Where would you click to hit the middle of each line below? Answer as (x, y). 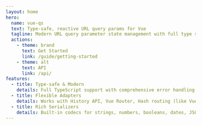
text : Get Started (45, 51)
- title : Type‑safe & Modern (48, 85)
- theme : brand (36, 46)
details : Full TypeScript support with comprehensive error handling (106, 90)
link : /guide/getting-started (59, 56)
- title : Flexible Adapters (46, 96)
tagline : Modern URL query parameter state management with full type (102, 34)
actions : (22, 40)
